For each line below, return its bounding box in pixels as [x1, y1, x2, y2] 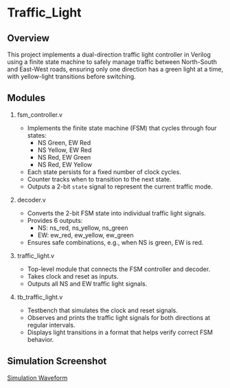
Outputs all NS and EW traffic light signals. [27, 279, 148, 288]
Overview [7, 32, 50, 44]
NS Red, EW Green [37, 153, 91, 161]
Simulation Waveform [7, 374, 68, 382]
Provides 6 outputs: [27, 216, 83, 224]
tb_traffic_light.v [16, 292, 63, 301]
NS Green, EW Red [37, 138, 91, 147]
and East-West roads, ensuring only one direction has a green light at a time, [7, 65, 224, 73]
